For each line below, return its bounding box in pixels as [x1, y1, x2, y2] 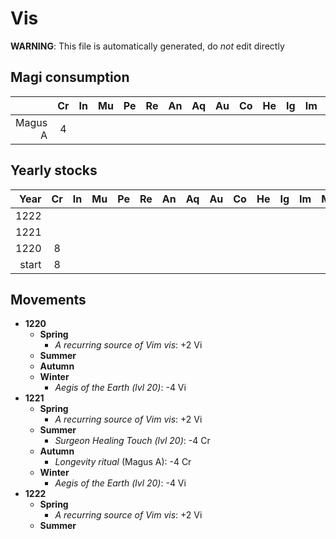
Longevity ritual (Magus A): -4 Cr [54, 456, 192, 468]
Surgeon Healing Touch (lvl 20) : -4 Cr [54, 435, 211, 447]
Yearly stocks [10, 162, 98, 179]
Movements [10, 291, 87, 308]
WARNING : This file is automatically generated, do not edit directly [10, 40, 285, 52]
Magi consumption [10, 69, 130, 86]
